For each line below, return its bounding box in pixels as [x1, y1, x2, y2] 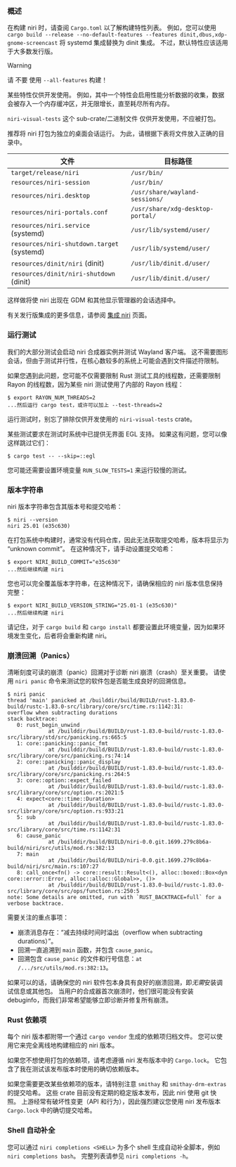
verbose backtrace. [7, 900, 65, 908]
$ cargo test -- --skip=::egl [7, 452, 96, 460]
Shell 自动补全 [7, 1126, 55, 1135]
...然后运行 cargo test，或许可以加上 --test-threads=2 [7, 401, 163, 408]
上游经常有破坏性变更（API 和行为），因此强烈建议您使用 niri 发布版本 [20, 1097, 221, 1106]
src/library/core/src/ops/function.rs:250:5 [7, 888, 140, 895]
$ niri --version [7, 516, 58, 523]
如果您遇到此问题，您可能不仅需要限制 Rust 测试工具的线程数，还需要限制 [7, 371, 221, 380]
